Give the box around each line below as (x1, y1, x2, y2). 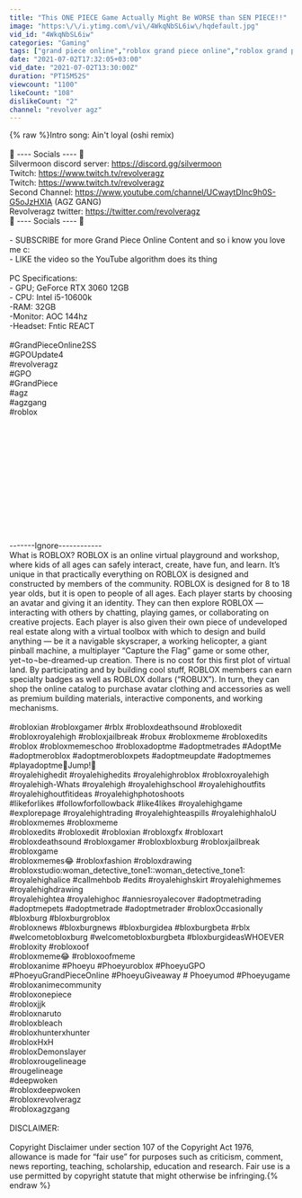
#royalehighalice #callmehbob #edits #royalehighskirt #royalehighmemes (9, 874, 281, 885)
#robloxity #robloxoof (9, 941, 90, 953)
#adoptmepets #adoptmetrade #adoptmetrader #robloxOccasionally (9, 903, 263, 914)
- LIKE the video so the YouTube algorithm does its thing (9, 253, 218, 265)
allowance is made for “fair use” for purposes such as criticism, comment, (9, 1151, 283, 1162)
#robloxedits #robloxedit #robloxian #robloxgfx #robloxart (9, 827, 224, 838)
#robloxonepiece (9, 989, 72, 1000)
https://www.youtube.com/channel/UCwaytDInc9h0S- (75, 187, 277, 198)
